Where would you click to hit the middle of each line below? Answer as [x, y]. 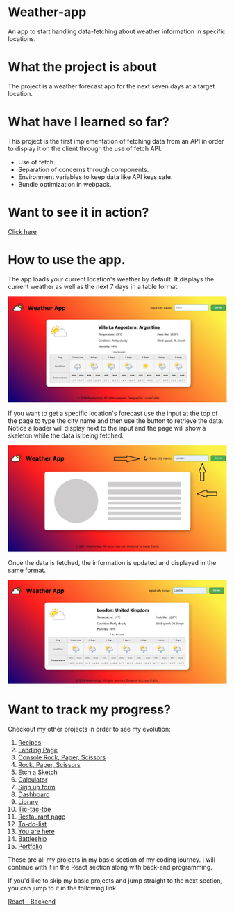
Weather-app [47, 12]
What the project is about [82, 67]
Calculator [33, 779]
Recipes [30, 742]
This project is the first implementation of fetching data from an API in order [116, 141]
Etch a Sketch [37, 772]
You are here [36, 831]
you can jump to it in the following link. [63, 888]
